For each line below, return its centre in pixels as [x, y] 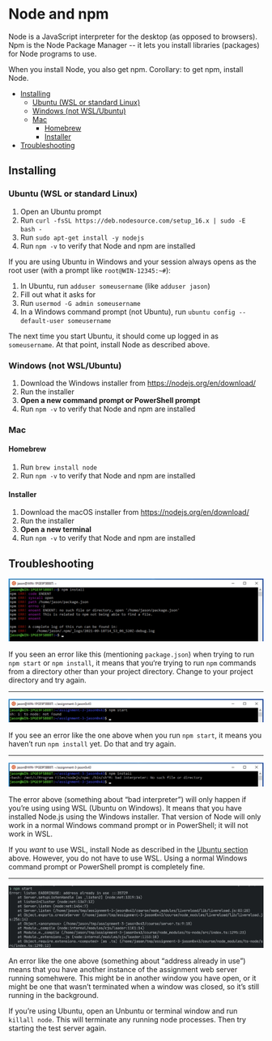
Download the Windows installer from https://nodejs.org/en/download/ [138, 383]
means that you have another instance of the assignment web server [123, 970]
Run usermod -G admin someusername [80, 303]
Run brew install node [58, 467]
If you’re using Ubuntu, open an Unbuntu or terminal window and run [123, 1011]
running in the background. [53, 996]
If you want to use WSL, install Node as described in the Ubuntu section [128, 849]
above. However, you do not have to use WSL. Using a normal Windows [128, 858]
